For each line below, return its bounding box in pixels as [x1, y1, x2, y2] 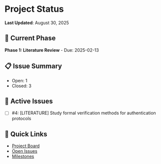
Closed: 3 [11, 83, 32, 89]
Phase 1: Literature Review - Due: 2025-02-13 [4, 47, 99, 53]
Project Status [4, 3, 64, 15]
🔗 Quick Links [4, 130, 47, 138]
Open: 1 [11, 77, 28, 83]
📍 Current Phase [4, 34, 56, 42]
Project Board [11, 143, 40, 149]
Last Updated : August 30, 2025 [4, 20, 69, 26]
